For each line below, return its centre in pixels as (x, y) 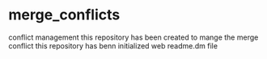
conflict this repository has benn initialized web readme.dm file (113, 45)
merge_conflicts (64, 15)
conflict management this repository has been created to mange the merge (133, 37)
